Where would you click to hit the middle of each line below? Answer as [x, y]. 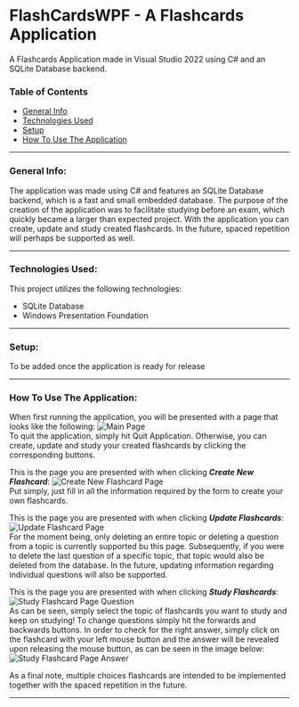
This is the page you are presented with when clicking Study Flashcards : [144, 592]
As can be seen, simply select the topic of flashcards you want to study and [148, 611]
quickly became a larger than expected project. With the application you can [149, 218]
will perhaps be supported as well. [72, 238]
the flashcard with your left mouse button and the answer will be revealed [144, 639]
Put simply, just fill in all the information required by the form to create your [146, 491]
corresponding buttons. [53, 455]
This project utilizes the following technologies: [96, 288]
